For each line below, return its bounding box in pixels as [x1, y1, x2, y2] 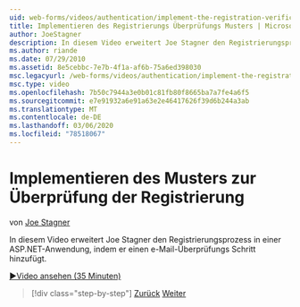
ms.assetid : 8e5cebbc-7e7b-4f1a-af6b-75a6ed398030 [9, 64, 202, 72]
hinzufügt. [9, 252, 47, 264]
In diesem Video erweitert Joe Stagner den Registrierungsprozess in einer [9, 234, 281, 244]
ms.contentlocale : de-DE [9, 113, 102, 122]
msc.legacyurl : [9, 72, 66, 81]
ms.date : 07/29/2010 [9, 55, 87, 64]
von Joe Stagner [9, 217, 71, 227]
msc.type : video [9, 80, 70, 89]
